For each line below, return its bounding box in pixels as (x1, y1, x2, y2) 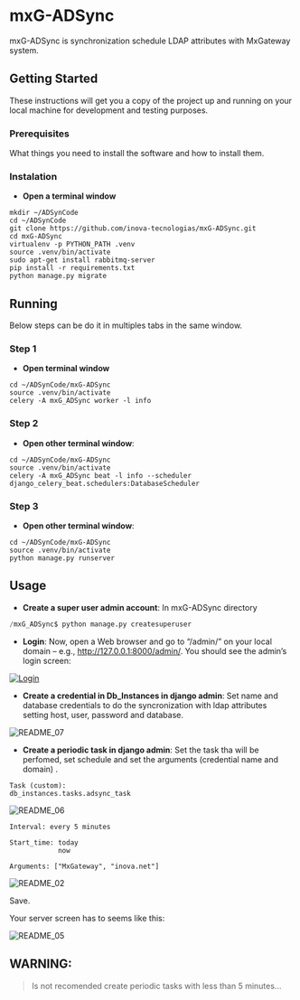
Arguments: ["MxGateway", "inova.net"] (9, 862, 160, 871)
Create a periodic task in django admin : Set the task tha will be (22, 744, 259, 755)
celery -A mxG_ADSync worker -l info (9, 397, 152, 406)
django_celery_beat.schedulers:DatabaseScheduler (9, 479, 201, 488)
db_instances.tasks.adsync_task (9, 789, 131, 798)
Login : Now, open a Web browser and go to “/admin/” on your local (22, 636, 273, 647)
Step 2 (9, 417, 39, 430)
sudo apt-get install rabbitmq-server (9, 256, 155, 265)
